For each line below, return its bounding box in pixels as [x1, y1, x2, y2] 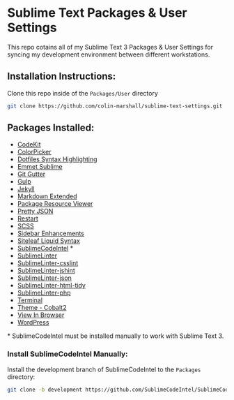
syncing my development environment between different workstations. [7, 50, 210, 59]
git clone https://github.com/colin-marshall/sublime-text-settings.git [7, 103, 223, 110]
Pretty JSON [17, 207, 54, 216]
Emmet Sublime [17, 163, 63, 171]
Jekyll [17, 185, 35, 193]
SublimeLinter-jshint [17, 267, 75, 275]
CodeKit [17, 140, 41, 149]
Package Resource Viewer [17, 200, 93, 208]
